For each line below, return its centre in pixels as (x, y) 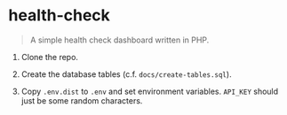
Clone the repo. (50, 57)
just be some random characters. (82, 100)
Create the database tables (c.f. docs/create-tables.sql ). (126, 74)
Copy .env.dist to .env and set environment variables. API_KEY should (150, 91)
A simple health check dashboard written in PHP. (120, 40)
